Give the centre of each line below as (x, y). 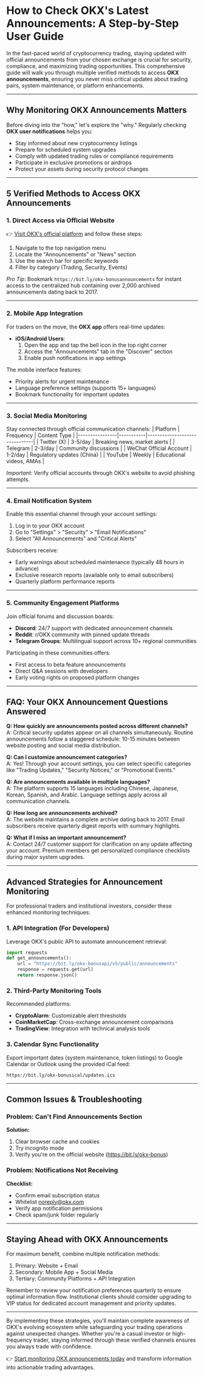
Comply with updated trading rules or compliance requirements (94, 156)
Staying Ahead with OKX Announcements (87, 1239)
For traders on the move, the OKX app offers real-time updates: (86, 327)
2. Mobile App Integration (45, 313)
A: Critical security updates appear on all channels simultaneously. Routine (100, 733)
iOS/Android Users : (40, 338)
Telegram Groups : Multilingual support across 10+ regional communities (106, 641)
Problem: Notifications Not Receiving (62, 1171)
